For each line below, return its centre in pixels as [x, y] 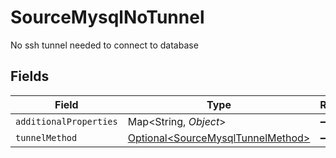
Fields [30, 76]
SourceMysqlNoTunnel [107, 17]
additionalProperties [66, 121]
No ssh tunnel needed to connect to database [104, 45]
